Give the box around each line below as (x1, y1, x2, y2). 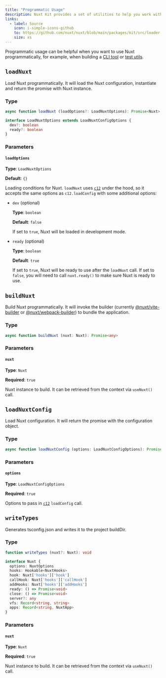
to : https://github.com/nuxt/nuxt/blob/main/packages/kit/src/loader (14, 30, 161, 35)
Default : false (12, 219, 42, 225)
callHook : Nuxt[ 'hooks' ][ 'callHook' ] (9, 577, 87, 583)
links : (5, 16, 19, 21)
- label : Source (9, 21, 43, 26)
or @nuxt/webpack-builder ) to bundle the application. (20, 309, 130, 315)
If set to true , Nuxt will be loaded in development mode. (12, 229, 126, 235)
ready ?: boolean (9, 127, 43, 132)
